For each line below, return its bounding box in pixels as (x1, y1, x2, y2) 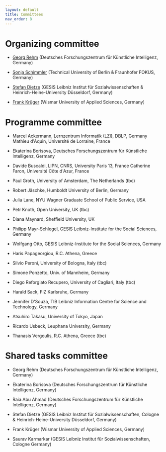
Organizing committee (5, 38, 99, 49)
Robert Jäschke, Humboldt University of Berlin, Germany (12, 187, 129, 193)
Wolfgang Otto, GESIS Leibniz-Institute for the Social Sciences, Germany (12, 241, 162, 247)
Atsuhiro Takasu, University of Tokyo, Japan (12, 314, 103, 320)
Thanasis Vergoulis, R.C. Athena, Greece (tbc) (12, 333, 107, 339)
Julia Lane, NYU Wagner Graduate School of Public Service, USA (12, 197, 146, 203)
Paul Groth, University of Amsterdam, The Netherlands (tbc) (12, 178, 135, 184)
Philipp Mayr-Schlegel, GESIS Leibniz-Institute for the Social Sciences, (12, 226, 157, 232)
